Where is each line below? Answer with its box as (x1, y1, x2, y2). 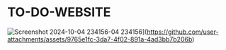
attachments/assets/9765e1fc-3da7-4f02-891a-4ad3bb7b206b (7, 35, 193, 43)
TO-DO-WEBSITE (7, 4, 111, 20)
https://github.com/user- (146, 27, 219, 36)
